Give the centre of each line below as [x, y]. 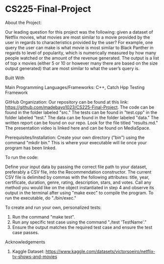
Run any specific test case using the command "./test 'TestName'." [79, 222]
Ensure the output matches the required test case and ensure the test [82, 227]
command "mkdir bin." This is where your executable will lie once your [76, 142]
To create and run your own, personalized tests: [53, 207]
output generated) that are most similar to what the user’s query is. [72, 68]
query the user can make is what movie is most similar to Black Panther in [79, 47]
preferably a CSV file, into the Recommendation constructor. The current [78, 172]
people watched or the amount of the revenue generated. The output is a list [82, 58]
